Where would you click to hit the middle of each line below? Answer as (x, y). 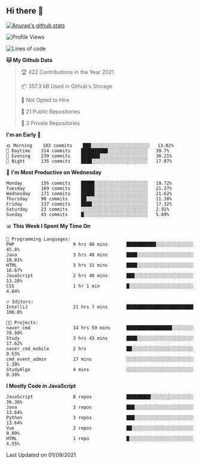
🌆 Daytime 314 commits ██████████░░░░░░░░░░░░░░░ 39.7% (88, 151)
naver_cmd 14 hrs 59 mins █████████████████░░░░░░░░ (100, 328)
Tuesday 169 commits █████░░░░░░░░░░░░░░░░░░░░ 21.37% (89, 188)
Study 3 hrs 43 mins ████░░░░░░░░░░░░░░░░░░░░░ (100, 338)
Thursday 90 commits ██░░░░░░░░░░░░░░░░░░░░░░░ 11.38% (89, 199)
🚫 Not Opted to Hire (45, 100)
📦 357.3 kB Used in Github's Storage (66, 86)
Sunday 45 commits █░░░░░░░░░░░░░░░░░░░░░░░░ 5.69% (88, 214)
